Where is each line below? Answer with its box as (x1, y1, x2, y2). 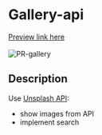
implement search (19, 117, 80, 127)
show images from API (19, 109, 94, 118)
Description (8, 72, 68, 85)
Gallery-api (8, 6, 84, 24)
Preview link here (8, 32, 65, 42)
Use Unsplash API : (8, 93, 69, 103)
